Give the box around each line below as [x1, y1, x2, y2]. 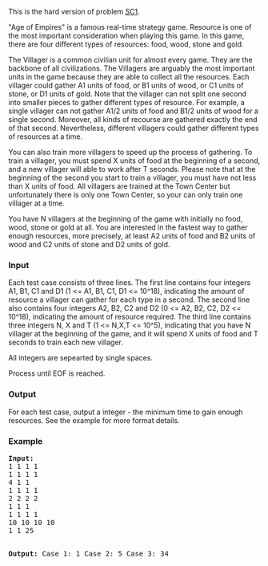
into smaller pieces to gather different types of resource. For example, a [8, 98, 246, 107]
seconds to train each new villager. [8, 337, 124, 348]
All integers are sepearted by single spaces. [8, 353, 154, 363]
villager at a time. [8, 198, 66, 208]
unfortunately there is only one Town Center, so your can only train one [8, 190, 243, 199]
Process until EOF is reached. [8, 369, 106, 378]
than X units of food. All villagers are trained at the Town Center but [8, 181, 230, 191]
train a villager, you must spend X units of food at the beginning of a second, [8, 156, 261, 165]
